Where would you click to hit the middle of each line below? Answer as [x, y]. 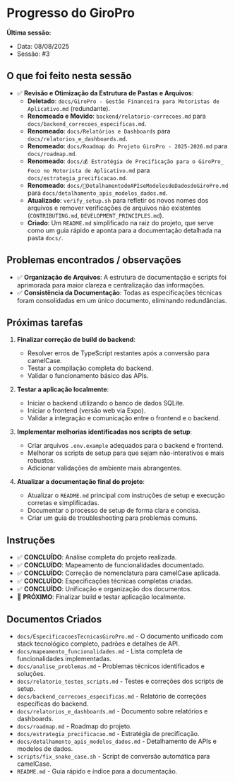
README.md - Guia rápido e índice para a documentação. [97, 771]
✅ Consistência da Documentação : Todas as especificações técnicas [119, 292]
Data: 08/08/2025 [43, 46]
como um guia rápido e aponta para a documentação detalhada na [124, 230]
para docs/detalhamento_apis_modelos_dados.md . [97, 193]
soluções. [31, 674]
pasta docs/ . [45, 237]
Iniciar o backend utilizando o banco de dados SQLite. [106, 403]
